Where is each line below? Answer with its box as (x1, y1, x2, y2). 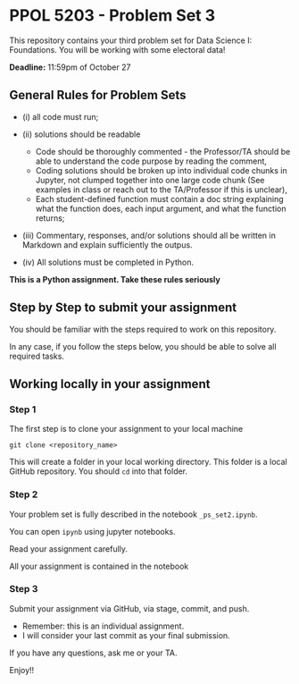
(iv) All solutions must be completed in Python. (21, 257, 195, 267)
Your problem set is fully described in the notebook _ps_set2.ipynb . (9, 509, 258, 519)
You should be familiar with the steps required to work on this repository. (9, 324, 277, 334)
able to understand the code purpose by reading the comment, (35, 156, 268, 166)
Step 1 (9, 403, 37, 416)
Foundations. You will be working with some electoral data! (9, 44, 226, 55)
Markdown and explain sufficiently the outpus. (21, 239, 194, 250)
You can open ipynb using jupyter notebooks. (9, 526, 176, 536)
